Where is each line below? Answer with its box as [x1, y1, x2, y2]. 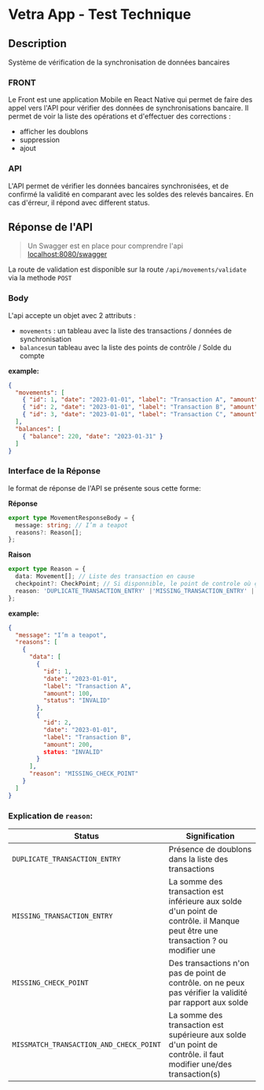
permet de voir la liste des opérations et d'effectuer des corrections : [8, 112, 231, 121]
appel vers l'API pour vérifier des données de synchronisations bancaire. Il [8, 104, 249, 113]
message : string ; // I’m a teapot [15, 521, 128, 529]
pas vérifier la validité [168, 987, 247, 998]
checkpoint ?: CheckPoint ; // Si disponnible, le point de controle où [15, 580, 251, 587]
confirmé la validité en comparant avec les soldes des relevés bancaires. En [8, 189, 254, 199]
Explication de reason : [8, 810, 93, 821]
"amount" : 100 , [42, 689, 93, 697]
